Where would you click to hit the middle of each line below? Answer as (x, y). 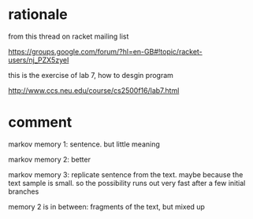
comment (40, 122)
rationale (38, 15)
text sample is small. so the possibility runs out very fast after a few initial (127, 183)
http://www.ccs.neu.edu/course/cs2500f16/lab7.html (94, 90)
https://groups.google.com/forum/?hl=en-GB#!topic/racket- (105, 51)
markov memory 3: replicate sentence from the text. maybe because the (126, 174)
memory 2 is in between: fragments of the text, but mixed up (106, 206)
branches (24, 191)
